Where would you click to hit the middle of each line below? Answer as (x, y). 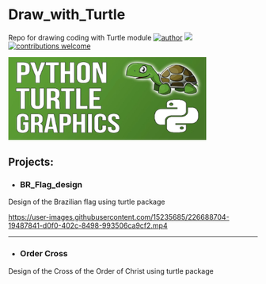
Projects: (31, 162)
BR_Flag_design (51, 185)
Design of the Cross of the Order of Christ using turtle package (111, 271)
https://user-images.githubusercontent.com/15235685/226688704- (119, 217)
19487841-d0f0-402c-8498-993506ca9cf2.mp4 (88, 226)
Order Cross (44, 254)
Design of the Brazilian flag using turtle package (87, 202)
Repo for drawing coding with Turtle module (80, 37)
